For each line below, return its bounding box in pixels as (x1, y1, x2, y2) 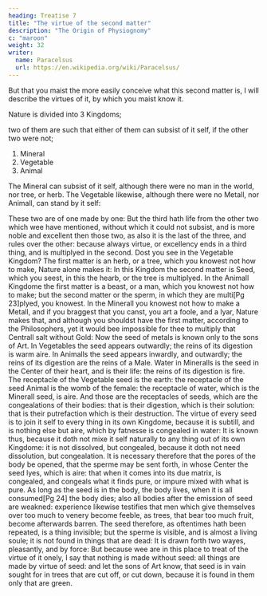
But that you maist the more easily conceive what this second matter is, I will (8, 85, 259, 95)
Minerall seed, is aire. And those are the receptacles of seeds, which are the (8, 392, 258, 401)
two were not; (8, 133, 54, 143)
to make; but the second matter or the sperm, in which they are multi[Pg (8, 290, 245, 299)
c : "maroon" (8, 34, 48, 42)
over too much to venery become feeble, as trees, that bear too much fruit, (8, 510, 254, 519)
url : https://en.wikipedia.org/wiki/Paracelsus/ (15, 64, 180, 72)
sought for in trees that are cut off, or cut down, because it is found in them (8, 570, 255, 579)
